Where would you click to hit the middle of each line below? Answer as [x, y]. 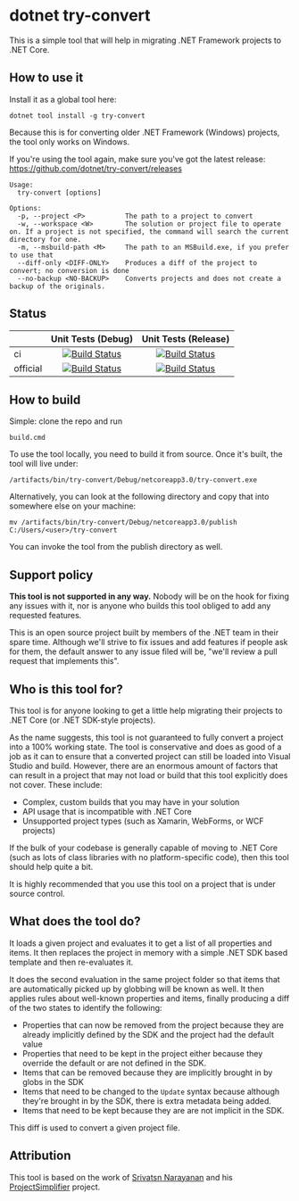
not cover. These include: [56, 785]
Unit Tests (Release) [186, 338]
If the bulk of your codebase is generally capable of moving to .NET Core [144, 848]
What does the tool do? [75, 921]
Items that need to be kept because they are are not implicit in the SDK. [153, 1110]
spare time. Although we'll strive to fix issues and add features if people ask [149, 642]
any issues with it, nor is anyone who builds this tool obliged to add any [140, 606]
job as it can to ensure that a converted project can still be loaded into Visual [150, 756]
